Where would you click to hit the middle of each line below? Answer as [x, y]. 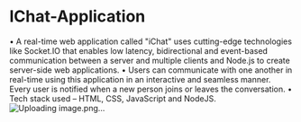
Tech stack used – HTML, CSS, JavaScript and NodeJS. [113, 98]
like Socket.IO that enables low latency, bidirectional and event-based [139, 50]
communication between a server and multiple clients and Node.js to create [150, 60]
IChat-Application [78, 17]
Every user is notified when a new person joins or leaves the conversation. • [151, 89]
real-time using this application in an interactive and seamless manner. [140, 79]
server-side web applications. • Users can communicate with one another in [151, 70]
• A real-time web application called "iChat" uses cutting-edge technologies [151, 41]
